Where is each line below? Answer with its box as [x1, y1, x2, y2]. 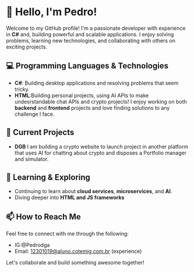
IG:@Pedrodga [14, 242, 50, 249]
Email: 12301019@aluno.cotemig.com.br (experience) [14, 248, 142, 255]
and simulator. [14, 155, 49, 163]
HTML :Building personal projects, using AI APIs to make [14, 92, 149, 99]
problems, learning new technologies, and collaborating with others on [6, 37, 176, 44]
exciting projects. [6, 43, 48, 50]
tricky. [14, 85, 30, 92]
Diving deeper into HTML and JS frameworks [14, 194, 125, 201]
